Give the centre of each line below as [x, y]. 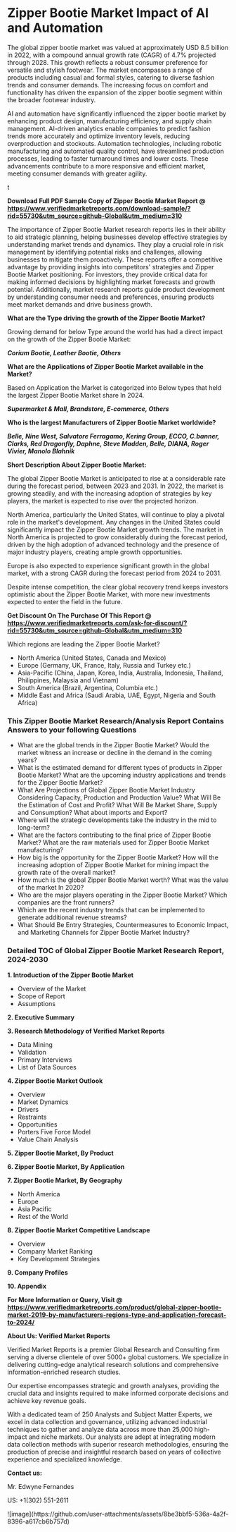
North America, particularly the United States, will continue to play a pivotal [116, 514]
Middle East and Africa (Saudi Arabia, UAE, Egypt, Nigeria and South [117, 695]
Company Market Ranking [55, 1251]
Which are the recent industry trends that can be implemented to [111, 910]
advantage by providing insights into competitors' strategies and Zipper [111, 266]
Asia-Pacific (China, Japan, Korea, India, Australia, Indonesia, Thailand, [120, 673]
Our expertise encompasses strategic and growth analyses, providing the [113, 1385]
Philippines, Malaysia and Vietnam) [68, 680]
